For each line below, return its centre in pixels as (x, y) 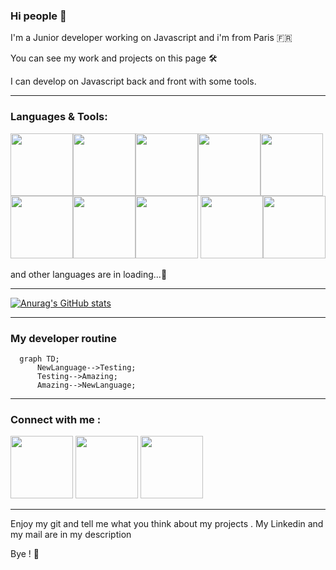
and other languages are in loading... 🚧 (89, 274)
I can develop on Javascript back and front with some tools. (133, 81)
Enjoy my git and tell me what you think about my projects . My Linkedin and (167, 524)
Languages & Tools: (59, 117)
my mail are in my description (71, 535)
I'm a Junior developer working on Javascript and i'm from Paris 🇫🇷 (151, 38)
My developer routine (64, 338)
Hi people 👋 (38, 16)
